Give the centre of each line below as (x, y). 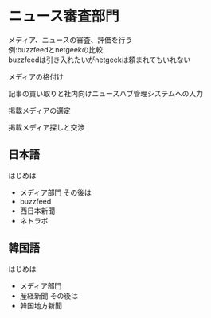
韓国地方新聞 (41, 305)
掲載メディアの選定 (40, 110)
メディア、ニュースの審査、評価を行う (70, 40)
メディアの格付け (36, 76)
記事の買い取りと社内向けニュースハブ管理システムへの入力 (105, 93)
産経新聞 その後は (49, 296)
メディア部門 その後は (55, 192)
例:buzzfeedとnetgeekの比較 (56, 49)
